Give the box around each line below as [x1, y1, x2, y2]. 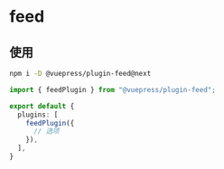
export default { [9, 101, 75, 110]
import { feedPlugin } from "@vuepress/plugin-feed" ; [9, 85, 217, 94]
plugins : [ [17, 110, 59, 119]
